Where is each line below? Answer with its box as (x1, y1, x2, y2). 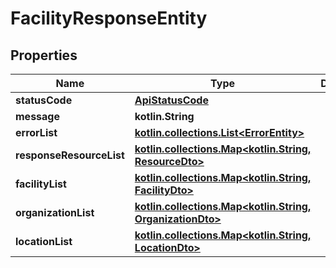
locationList (15, 235, 73, 248)
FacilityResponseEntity (10, 7, 208, 30)
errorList (15, 126, 58, 139)
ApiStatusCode (134, 93, 209, 107)
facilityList (15, 177, 67, 191)
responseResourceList (15, 148, 125, 162)
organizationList (15, 206, 95, 219)
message (15, 110, 60, 123)
